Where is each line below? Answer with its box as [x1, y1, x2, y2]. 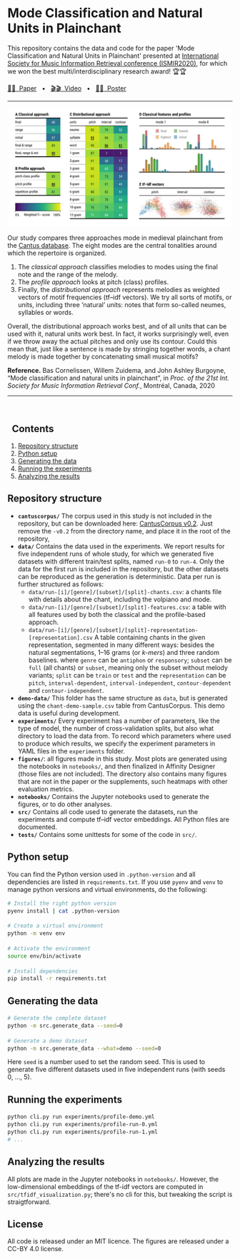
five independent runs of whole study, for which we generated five [17, 549, 214, 558]
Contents [11, 423, 54, 435]
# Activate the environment [7, 945, 91, 952]
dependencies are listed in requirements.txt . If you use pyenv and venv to [7, 877, 224, 886]
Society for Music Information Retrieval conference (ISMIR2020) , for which [7, 59, 228, 67]
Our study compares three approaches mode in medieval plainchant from [7, 234, 224, 242]
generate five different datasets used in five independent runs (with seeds [7, 1065, 226, 1074]
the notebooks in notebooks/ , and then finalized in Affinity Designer [17, 762, 216, 771]
